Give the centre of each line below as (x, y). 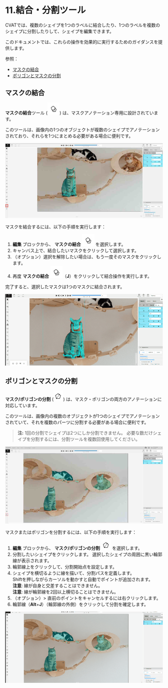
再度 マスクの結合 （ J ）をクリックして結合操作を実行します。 (82, 276)
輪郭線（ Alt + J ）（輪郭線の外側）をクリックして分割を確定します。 (80, 604)
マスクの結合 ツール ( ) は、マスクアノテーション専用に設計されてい (79, 112)
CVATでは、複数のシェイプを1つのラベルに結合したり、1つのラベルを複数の (83, 25)
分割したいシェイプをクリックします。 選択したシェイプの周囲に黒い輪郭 (87, 554)
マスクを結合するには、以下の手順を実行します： (55, 227)
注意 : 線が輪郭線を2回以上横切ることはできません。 (65, 592)
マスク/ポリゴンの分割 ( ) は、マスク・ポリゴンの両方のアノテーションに (83, 399)
